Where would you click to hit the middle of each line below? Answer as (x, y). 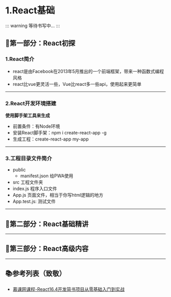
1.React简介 (20, 59)
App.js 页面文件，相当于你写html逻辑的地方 (58, 195)
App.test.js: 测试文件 (34, 201)
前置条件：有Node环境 (36, 126)
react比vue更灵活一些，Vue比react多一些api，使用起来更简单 (77, 84)
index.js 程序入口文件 (35, 189)
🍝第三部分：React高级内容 (47, 249)
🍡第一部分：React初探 (40, 43)
